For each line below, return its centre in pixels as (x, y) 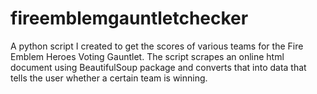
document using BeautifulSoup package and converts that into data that (158, 67)
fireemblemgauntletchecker (129, 18)
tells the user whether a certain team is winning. (109, 78)
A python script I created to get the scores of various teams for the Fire (157, 46)
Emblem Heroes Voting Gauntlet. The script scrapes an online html (147, 56)
